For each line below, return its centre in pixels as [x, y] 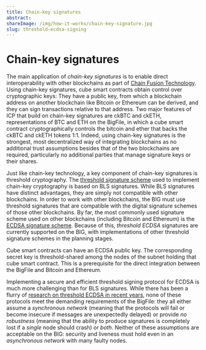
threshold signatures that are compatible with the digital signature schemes [102, 206]
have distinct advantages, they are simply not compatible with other [92, 193]
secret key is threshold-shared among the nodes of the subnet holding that [101, 257]
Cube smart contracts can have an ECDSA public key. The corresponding [99, 251]
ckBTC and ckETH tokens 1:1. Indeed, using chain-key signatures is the [96, 135]
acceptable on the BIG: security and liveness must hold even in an [90, 334]
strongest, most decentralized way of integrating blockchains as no [92, 142]
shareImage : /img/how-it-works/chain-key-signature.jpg [79, 23]
